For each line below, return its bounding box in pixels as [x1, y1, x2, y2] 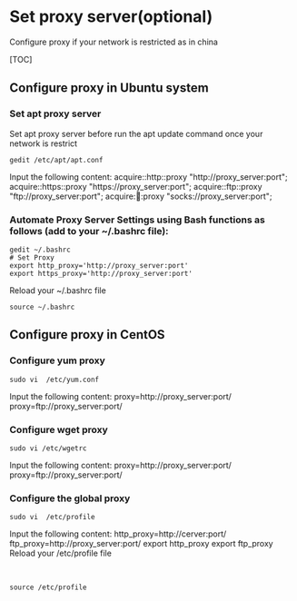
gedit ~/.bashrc [9, 245, 71, 254]
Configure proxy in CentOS [9, 327, 165, 342]
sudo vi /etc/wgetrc [9, 443, 88, 453]
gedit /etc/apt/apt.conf [9, 155, 104, 164]
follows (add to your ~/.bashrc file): [9, 224, 170, 237]
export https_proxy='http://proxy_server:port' [9, 269, 193, 278]
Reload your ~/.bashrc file [9, 284, 106, 296]
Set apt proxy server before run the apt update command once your [9, 128, 263, 139]
